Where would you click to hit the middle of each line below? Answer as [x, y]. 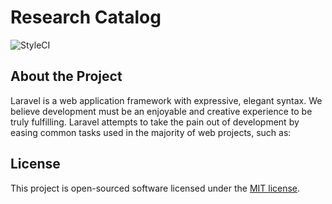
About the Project [66, 76]
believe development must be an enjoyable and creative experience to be [161, 111]
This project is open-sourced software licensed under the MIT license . [155, 188]
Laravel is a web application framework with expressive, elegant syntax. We [166, 100]
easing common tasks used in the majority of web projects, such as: [151, 132]
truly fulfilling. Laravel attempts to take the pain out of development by [155, 122]
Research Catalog [86, 17]
